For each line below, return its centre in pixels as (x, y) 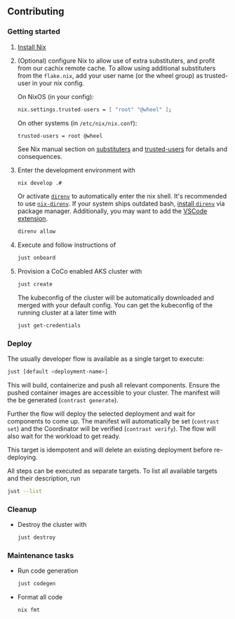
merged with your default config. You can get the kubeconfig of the (115, 305)
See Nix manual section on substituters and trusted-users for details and (122, 149)
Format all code (40, 597)
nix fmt (28, 610)
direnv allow (36, 231)
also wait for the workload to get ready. (64, 436)
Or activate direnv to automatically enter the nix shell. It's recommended (122, 196)
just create (35, 284)
